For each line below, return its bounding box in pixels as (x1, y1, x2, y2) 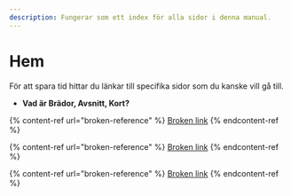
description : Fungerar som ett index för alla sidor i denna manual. (9, 12, 272, 22)
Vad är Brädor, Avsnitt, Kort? (21, 98, 130, 108)
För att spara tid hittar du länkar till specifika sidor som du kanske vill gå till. (9, 81, 284, 91)
